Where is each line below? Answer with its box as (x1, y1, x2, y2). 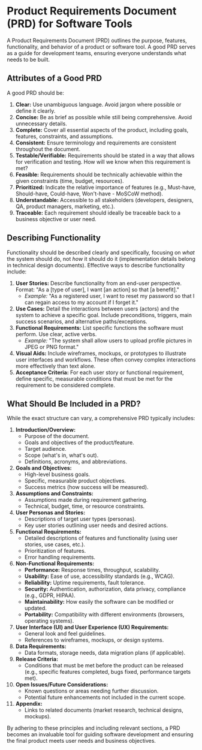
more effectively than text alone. (15, 362, 96, 369)
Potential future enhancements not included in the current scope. (24, 694, 186, 701)
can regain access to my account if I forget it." (24, 299, 138, 306)
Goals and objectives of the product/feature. (24, 439, 134, 446)
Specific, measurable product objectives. (24, 477, 126, 484)
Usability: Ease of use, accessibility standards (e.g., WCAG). (24, 573, 174, 580)
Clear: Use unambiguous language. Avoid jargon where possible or (15, 101, 182, 108)
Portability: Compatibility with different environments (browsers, (24, 611, 185, 618)
